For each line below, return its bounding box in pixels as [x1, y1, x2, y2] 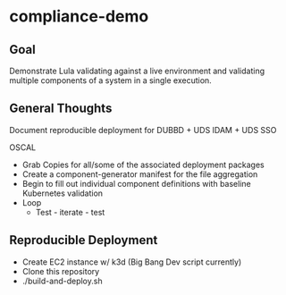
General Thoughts [9, 101, 113, 116]
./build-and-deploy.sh [21, 275, 103, 286]
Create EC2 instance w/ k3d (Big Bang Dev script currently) [21, 257, 242, 267]
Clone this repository [21, 265, 100, 276]
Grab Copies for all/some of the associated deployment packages [21, 159, 265, 170]
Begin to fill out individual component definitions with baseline [21, 178, 252, 189]
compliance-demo [9, 6, 149, 27]
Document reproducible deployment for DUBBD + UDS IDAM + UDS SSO [9, 124, 277, 135]
